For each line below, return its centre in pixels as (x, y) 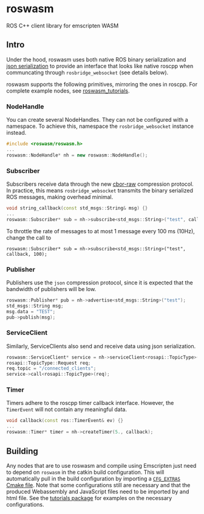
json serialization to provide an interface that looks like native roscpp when (100, 66)
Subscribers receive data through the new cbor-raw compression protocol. (100, 184)
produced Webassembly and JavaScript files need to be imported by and (98, 491)
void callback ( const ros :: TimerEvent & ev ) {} (65, 421)
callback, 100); (27, 254)
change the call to (29, 238)
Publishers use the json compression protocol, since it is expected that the (100, 283)
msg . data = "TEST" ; (31, 312)
